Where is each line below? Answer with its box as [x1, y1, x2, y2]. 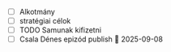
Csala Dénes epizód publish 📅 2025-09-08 [19, 34, 164, 44]
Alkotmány [19, 7, 56, 16]
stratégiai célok [19, 16, 71, 26]
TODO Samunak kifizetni [19, 25, 102, 35]
